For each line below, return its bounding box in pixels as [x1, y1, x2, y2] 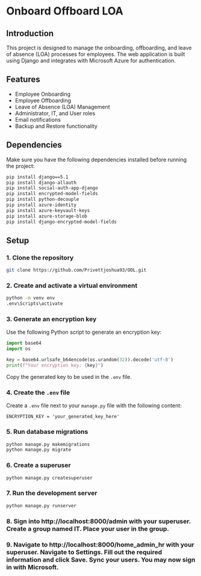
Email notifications [14, 116, 61, 123]
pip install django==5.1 [6, 174, 69, 180]
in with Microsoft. [6, 563, 59, 572]
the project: [6, 162, 35, 169]
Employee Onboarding [14, 90, 71, 98]
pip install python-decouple [6, 196, 79, 202]
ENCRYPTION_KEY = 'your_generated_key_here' [6, 414, 120, 420]
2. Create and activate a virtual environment [6, 281, 138, 290]
